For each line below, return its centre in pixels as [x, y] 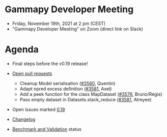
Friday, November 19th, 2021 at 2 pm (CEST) [59, 23]
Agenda [22, 50]
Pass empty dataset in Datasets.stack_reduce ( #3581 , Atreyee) [86, 99]
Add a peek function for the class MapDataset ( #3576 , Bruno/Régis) [91, 94]
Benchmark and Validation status [47, 129]
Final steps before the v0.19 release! [50, 63]
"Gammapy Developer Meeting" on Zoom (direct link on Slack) [78, 29]
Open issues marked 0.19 [38, 109]
